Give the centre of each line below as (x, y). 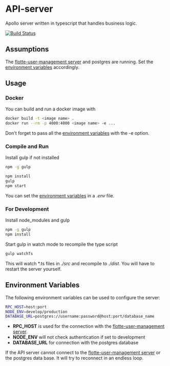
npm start (16, 186)
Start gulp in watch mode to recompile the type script (61, 244)
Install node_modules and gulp (38, 220)
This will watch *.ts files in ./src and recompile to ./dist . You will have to (80, 263)
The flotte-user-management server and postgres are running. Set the (79, 62)
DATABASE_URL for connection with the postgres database (76, 343)
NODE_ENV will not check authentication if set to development (79, 337)
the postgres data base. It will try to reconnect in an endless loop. (75, 358)
